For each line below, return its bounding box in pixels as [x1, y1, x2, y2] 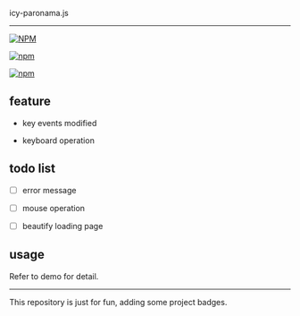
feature [9, 94, 52, 109]
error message [21, 184, 77, 195]
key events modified [21, 117, 97, 128]
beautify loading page [21, 220, 104, 231]
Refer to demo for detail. [9, 270, 99, 281]
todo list [9, 161, 56, 176]
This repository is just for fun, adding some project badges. [9, 296, 228, 307]
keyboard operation [21, 134, 96, 146]
